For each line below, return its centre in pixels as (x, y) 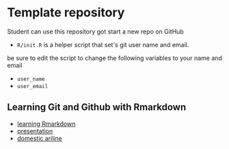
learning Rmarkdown (46, 124)
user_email (32, 86)
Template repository (66, 13)
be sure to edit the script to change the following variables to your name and (114, 58)
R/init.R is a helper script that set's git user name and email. (103, 44)
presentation (35, 131)
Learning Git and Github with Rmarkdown (97, 107)
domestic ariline (40, 138)
